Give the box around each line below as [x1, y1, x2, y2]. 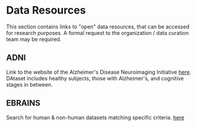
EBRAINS [6, 98, 40, 108]
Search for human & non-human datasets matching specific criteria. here [6, 113, 185, 121]
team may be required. [6, 35, 62, 43]
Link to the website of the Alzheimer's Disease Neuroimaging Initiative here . [6, 69, 192, 76]
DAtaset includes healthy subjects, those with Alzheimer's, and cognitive [6, 74, 184, 82]
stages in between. [6, 81, 53, 88]
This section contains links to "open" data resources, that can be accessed [6, 23, 190, 30]
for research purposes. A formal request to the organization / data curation [6, 29, 189, 36]
